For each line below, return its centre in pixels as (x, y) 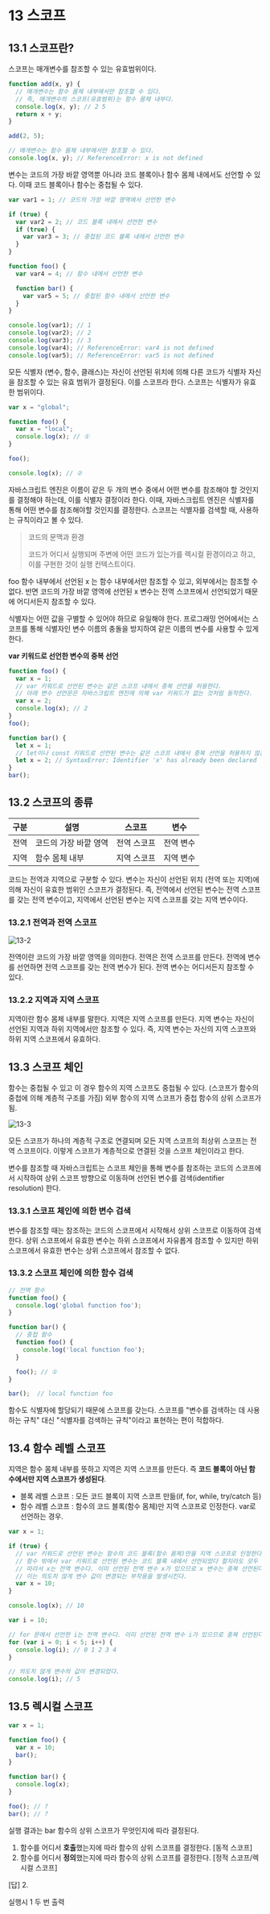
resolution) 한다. (35, 1188)
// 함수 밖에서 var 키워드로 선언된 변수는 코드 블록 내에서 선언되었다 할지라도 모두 (137, 1561)
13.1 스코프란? (41, 48)
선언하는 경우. (42, 1516)
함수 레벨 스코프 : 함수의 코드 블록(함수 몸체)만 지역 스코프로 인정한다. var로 (138, 1506)
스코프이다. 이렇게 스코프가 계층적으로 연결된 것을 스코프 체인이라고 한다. (130, 1151)
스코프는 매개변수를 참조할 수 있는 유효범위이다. (82, 69)
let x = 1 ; (34, 745)
